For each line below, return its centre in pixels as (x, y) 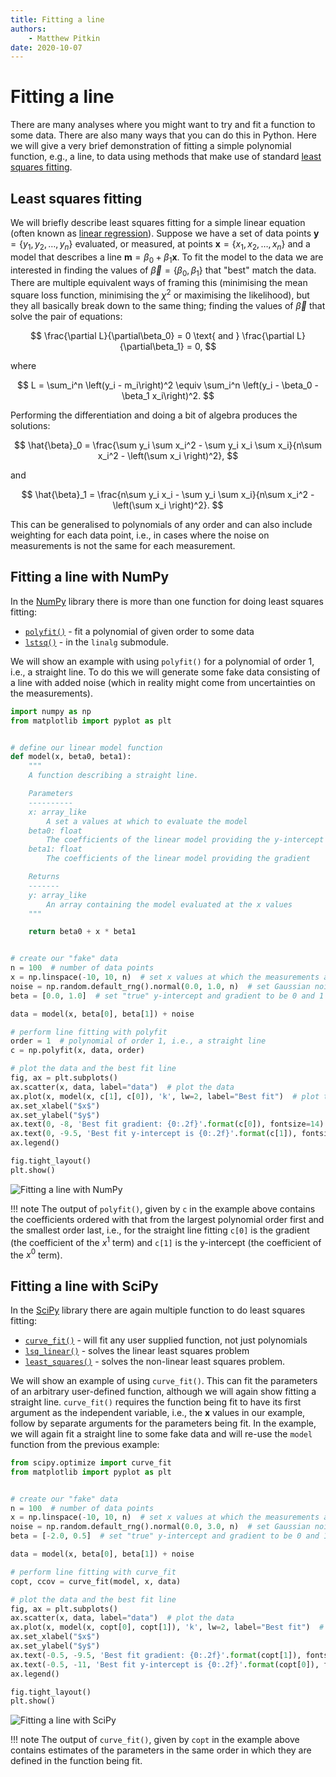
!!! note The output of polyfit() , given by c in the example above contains (163, 1208)
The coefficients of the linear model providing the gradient (178, 859)
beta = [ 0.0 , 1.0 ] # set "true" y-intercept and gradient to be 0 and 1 (167, 996)
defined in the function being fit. (76, 1761)
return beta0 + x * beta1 (82, 932)
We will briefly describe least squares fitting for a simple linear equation (158, 222)
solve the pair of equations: (66, 317)
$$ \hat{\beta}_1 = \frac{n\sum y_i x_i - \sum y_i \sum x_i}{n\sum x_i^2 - (168, 495)
